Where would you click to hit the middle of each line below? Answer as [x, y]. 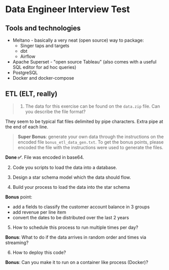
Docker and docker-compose [43, 78]
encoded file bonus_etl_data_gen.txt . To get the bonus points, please [91, 142]
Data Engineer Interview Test [68, 9]
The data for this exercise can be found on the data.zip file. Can [93, 106]
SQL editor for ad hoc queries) [44, 67]
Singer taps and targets [45, 46]
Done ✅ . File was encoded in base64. [45, 157]
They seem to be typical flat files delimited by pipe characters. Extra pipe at [84, 121]
